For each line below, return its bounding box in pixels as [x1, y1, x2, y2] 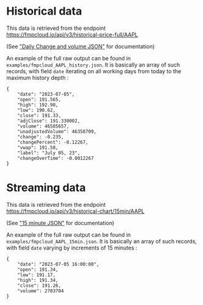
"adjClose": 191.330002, [17, 118, 80, 124]
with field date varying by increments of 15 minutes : [6, 244, 138, 251]
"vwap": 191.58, [17, 145, 59, 151]
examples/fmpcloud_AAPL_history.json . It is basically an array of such [6, 61, 180, 68]
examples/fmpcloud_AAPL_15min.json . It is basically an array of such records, [6, 237, 197, 245]
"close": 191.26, [17, 282, 62, 289]
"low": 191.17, [17, 271, 56, 278]
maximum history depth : [6, 74, 69, 81]
